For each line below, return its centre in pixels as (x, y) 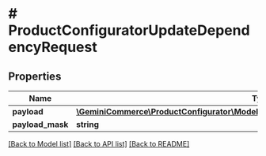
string (87, 124)
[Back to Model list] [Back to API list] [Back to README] (99, 144)
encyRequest (53, 47)
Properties (35, 76)
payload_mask (40, 124)
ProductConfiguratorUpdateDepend (129, 30)
